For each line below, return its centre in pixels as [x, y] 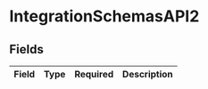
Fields [27, 49]
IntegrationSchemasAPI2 [104, 16]
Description [148, 74]
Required [94, 74]
